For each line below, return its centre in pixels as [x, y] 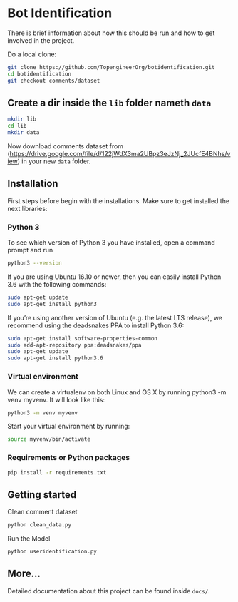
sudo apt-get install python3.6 [55, 358]
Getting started [42, 495]
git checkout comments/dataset [54, 81]
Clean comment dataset [42, 512]
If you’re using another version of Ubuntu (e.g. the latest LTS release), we [115, 317]
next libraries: [27, 208]
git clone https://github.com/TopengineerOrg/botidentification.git [111, 67]
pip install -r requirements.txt [57, 472]
